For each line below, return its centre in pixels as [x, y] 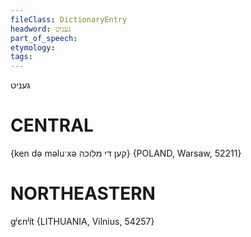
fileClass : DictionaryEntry [69, 19]
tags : [21, 57]
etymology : [33, 47]
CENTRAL [52, 125]
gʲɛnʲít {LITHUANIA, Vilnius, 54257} [82, 221]
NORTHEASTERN [83, 193]
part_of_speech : [44, 38]
